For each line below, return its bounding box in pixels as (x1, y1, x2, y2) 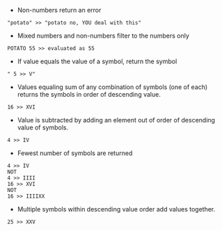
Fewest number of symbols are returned (17, 149, 133, 157)
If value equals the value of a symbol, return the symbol (17, 57, 177, 65)
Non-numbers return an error (17, 6, 102, 14)
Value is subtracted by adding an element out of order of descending (17, 116, 216, 124)
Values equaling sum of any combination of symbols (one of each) (17, 83, 208, 91)
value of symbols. (17, 123, 69, 132)
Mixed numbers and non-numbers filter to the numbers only (17, 31, 189, 40)
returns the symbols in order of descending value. (17, 90, 161, 98)
